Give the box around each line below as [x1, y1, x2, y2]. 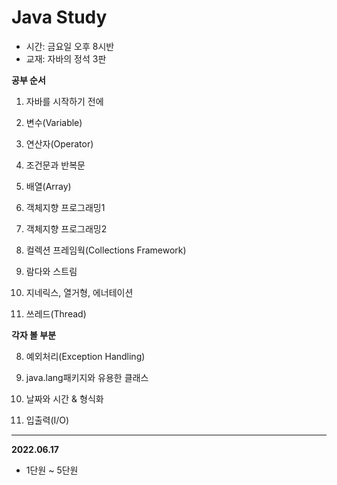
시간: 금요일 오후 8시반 [25, 40, 115, 52]
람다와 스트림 [25, 265, 78, 277]
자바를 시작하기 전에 [25, 95, 104, 107]
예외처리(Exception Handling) [25, 350, 146, 362]
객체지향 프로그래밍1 [25, 201, 106, 213]
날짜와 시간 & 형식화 [25, 392, 104, 405]
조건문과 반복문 [25, 159, 86, 171]
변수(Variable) [25, 116, 83, 128]
